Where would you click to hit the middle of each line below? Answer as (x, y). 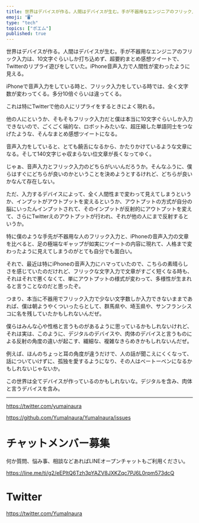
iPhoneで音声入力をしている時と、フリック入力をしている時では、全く (92, 86)
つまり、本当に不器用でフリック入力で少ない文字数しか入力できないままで (97, 299)
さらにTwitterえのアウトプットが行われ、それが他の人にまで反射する (100, 216)
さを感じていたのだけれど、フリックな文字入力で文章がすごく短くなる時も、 (99, 272)
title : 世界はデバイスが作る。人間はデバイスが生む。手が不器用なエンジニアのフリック (99, 12)
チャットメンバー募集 (58, 444)
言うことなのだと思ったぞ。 (50, 286)
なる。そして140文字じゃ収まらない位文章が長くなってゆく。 (81, 154)
